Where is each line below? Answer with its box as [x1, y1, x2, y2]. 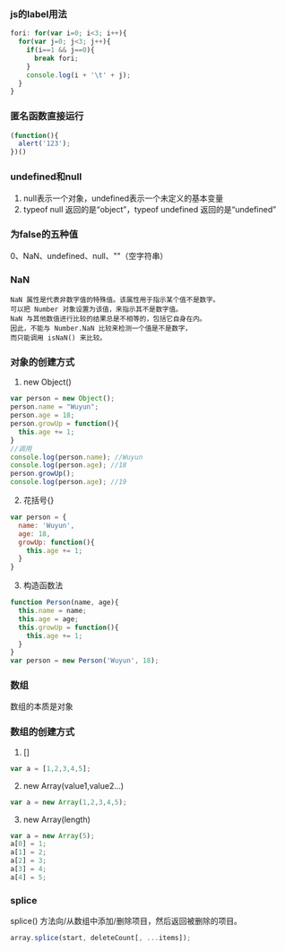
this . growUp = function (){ [18, 623, 119, 632]
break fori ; [33, 54, 79, 63]
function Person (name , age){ [10, 598, 119, 607]
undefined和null [10, 170, 82, 183]
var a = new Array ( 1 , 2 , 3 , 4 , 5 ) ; [10, 798, 127, 807]
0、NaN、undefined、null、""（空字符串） [10, 250, 168, 261]
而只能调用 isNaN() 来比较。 [10, 333, 107, 342]
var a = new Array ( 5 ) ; [10, 831, 95, 840]
